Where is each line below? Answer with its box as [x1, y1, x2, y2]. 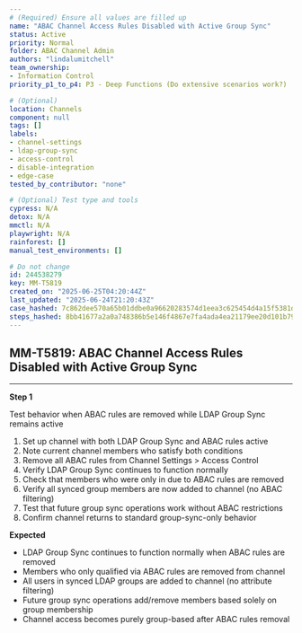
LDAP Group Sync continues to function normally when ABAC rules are [22, 547, 286, 558]
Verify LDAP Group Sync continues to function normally [22, 464, 229, 476]
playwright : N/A [9, 229, 70, 238]
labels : [9, 129, 39, 139]
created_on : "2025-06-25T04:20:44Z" [9, 287, 147, 296]
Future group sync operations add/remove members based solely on [22, 594, 277, 606]
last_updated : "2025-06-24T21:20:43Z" [9, 295, 155, 304]
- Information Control [9, 72, 94, 81]
